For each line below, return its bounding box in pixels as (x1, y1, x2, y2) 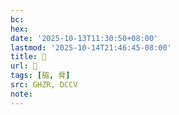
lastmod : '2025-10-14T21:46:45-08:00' (10, 42, 172, 53)
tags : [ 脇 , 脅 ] (10, 71, 71, 81)
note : (10, 89, 33, 99)
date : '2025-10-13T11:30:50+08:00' (10, 33, 159, 43)
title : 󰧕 (10, 52, 47, 62)
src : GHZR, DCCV (10, 80, 78, 90)
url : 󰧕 (10, 61, 38, 71)
